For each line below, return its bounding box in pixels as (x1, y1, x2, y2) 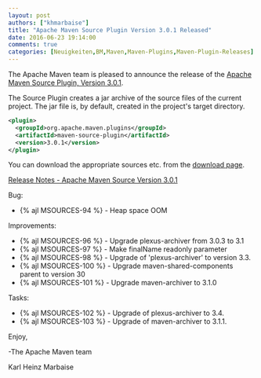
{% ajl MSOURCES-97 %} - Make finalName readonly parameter (19, 244, 227, 254)
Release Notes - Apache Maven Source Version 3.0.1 (8, 175, 178, 185)
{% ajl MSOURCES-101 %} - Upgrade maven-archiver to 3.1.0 (19, 278, 217, 288)
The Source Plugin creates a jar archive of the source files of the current (8, 94, 242, 102)
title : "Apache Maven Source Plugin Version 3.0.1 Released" (8, 26, 212, 34)
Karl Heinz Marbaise (8, 362, 74, 372)
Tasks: (8, 293, 30, 303)
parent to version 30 (19, 270, 86, 279)
